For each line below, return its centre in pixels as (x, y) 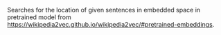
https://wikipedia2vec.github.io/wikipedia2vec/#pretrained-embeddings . (111, 24)
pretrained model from (39, 17)
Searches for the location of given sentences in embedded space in (104, 10)
